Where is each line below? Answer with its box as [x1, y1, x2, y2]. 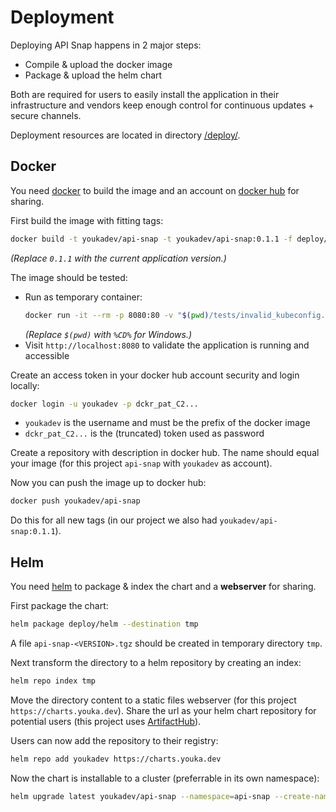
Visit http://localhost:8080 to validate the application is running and [24, 339, 310, 351]
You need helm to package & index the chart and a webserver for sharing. [10, 581, 317, 593]
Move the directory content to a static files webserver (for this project [10, 694, 297, 706]
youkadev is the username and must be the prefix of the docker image [24, 417, 311, 429]
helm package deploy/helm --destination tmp [10, 619, 199, 630]
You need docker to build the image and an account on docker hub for [10, 184, 300, 196]
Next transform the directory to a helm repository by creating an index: [10, 656, 302, 668]
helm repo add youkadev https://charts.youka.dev [10, 754, 222, 764]
